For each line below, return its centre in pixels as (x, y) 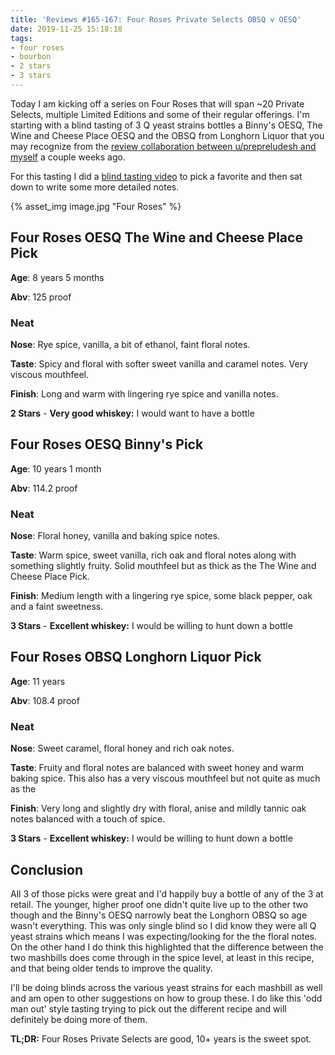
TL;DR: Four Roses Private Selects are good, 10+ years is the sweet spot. (161, 1039)
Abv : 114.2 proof (44, 488)
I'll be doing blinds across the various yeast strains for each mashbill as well (166, 988)
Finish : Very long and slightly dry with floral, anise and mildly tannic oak (158, 808)
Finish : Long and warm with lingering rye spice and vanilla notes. (144, 393)
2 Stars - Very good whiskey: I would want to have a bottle (132, 413)
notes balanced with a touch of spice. (88, 819)
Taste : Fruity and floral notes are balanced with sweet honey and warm (157, 768)
